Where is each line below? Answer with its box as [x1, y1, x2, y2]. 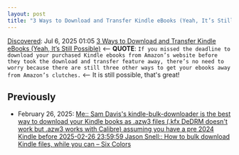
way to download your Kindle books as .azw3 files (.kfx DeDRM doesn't [17, 117, 228, 126]
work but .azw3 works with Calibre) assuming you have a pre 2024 [17, 125, 215, 134]
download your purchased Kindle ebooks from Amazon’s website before [7, 51, 218, 59]
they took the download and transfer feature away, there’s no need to [7, 58, 224, 65]
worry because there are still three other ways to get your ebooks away [7, 64, 231, 71]
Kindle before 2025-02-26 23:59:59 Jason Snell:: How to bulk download [17, 132, 230, 141]
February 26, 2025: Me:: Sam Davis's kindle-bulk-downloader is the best [17, 109, 231, 118]
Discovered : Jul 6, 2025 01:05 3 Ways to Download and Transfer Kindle [7, 36, 216, 45]
